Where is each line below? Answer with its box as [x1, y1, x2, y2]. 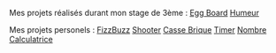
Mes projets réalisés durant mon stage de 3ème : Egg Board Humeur [9, 8, 259, 18]
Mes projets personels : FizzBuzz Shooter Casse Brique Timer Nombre [9, 25, 267, 34]
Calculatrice [9, 34, 53, 44]
